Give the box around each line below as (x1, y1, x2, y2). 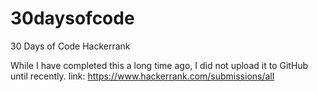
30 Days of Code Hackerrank (10, 40, 131, 52)
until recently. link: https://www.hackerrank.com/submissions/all (10, 70, 275, 82)
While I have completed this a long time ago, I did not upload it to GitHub (10, 59, 309, 71)
